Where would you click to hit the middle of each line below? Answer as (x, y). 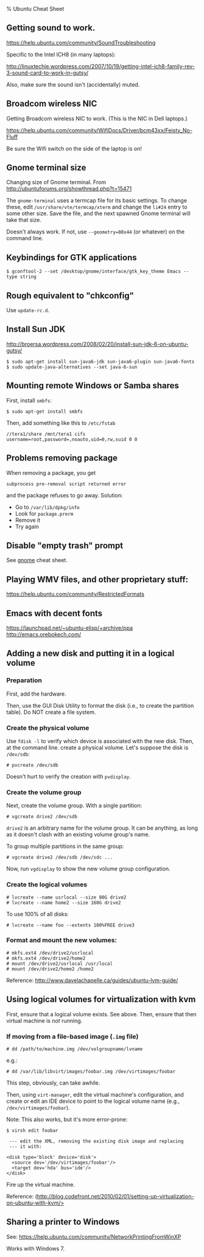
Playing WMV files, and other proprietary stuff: (97, 579)
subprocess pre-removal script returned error (66, 484)
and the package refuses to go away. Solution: (65, 495)
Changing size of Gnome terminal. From (56, 182)
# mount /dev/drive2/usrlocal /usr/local (60, 963)
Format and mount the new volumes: (62, 940)
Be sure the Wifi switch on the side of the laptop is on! (74, 148)
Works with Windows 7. (36, 1248)
